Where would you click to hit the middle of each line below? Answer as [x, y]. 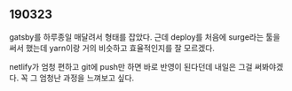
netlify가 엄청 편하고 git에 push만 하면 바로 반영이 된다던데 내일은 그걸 [131, 66]
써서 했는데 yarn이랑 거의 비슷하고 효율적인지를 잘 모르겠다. [112, 48]
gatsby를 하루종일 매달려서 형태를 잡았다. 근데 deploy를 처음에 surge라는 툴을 [145, 37]
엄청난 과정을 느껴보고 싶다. [87, 78]
